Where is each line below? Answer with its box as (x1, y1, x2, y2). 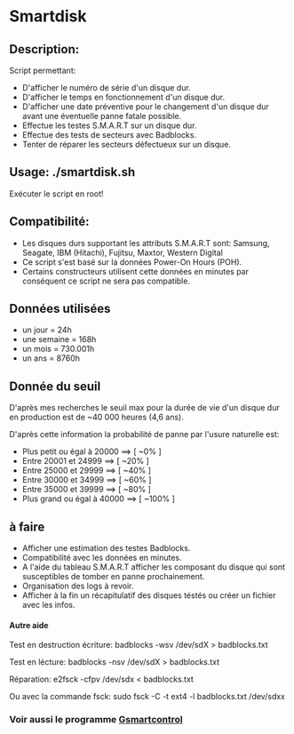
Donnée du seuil (9, 379, 101, 394)
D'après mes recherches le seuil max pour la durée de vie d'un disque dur (9, 403, 280, 413)
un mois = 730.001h (21, 344, 95, 355)
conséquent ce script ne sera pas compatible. (21, 275, 191, 286)
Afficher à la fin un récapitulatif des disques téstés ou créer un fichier (21, 590, 276, 601)
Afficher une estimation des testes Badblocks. (21, 543, 191, 554)
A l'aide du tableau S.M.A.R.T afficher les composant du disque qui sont (21, 562, 286, 572)
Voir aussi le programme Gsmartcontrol (9, 714, 184, 726)
